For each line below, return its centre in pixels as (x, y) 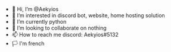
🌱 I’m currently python (39, 22)
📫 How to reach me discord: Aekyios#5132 (65, 35)
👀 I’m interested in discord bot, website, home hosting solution (88, 15)
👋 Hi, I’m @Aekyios (35, 9)
